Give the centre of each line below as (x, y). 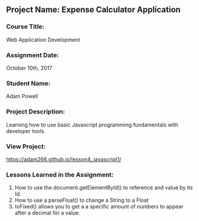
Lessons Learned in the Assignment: (60, 175)
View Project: (26, 146)
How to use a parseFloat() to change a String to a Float (82, 200)
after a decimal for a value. (47, 213)
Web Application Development (43, 40)
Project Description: (36, 112)
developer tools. (26, 131)
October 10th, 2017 (29, 68)
